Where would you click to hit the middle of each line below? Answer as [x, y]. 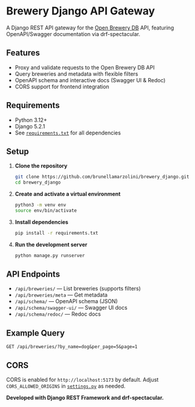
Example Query [36, 333]
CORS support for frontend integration [62, 86]
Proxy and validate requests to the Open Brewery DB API [85, 67]
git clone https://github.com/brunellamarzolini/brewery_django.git [102, 177]
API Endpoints [33, 274]
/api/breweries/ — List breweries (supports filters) [78, 289]
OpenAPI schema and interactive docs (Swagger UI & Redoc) [90, 80]
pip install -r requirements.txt [57, 233]
